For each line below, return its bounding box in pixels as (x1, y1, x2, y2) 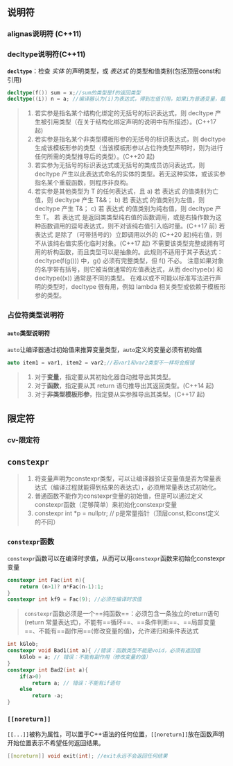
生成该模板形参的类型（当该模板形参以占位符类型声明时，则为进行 (34, 144, 223, 152)
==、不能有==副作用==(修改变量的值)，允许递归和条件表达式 (24, 627, 199, 635)
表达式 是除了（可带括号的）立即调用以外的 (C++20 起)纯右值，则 (34, 231, 223, 239)
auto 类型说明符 (7, 328, 51, 337)
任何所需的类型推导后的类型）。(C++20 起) (34, 152, 155, 161)
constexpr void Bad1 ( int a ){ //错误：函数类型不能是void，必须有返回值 (7, 647, 201, 654)
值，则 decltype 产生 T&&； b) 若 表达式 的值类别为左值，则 (34, 196, 205, 204)
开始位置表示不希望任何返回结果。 (7, 739, 105, 747)
